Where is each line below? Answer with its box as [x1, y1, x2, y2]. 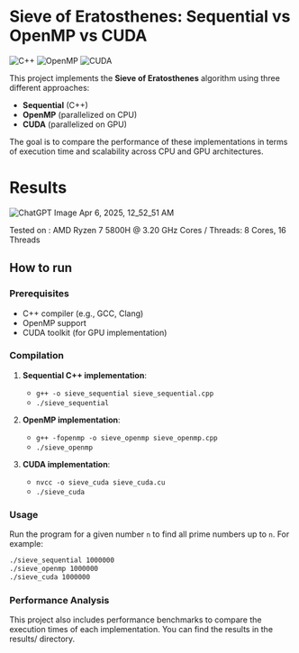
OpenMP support [22, 317, 87, 328]
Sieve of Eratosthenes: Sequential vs [9, 6, 291, 27]
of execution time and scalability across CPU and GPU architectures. [9, 146, 264, 157]
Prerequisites [9, 287, 69, 300]
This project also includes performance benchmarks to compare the [9, 614, 262, 625]
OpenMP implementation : [22, 414, 121, 425]
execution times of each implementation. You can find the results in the [9, 624, 273, 635]
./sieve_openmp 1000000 [9, 565, 99, 574]
